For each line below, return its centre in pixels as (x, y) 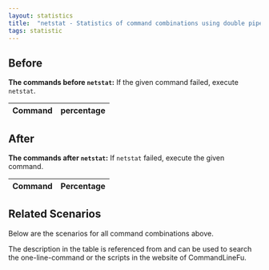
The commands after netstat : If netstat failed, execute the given (116, 158)
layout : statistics (41, 16)
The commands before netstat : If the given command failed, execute (123, 83)
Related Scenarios (55, 214)
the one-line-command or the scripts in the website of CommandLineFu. (127, 257)
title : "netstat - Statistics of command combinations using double (127, 23)
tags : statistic (35, 30)
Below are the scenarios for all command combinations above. (111, 233)
